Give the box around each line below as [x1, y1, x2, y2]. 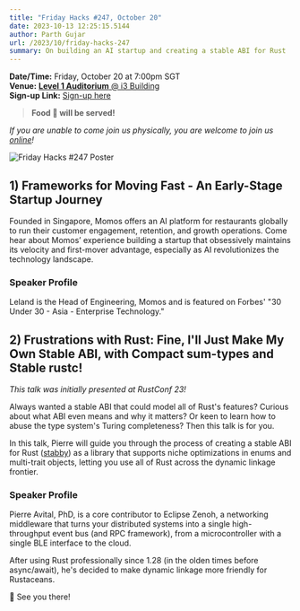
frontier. [9, 467, 39, 477]
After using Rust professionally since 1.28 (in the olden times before [9, 555, 259, 566]
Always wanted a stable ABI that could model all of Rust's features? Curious [9, 401, 289, 413]
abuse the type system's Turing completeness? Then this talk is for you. [9, 421, 275, 432]
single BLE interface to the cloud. [9, 537, 132, 548]
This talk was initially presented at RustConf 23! [9, 384, 186, 395]
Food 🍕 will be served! [30, 108, 116, 118]
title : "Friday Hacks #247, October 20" [9, 13, 163, 22]
